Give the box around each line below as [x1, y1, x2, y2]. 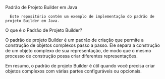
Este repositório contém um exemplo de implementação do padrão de [10, 14, 155, 19]
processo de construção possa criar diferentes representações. [5, 53, 138, 59]
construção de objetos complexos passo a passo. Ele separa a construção [5, 42, 160, 48]
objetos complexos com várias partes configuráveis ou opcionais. [5, 68, 142, 74]
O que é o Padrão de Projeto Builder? [5, 27, 82, 33]
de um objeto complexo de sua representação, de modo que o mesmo [5, 48, 151, 53]
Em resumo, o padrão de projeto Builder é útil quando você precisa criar [5, 63, 155, 68]
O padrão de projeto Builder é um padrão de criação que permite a [5, 37, 144, 43]
